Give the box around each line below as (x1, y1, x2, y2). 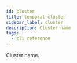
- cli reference (11, 36, 50, 41)
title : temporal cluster (6, 14, 66, 20)
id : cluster (6, 8, 35, 15)
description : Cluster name (6, 24, 71, 31)
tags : (6, 30, 19, 36)
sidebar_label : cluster (6, 19, 64, 25)
